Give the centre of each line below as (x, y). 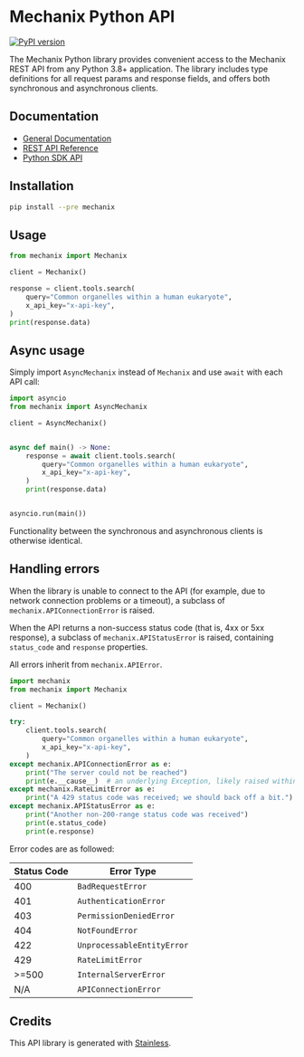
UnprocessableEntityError (133, 945)
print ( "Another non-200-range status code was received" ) (137, 814)
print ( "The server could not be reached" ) (107, 772)
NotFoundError (108, 930)
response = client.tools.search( (72, 289)
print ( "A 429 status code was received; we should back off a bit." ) (160, 798)
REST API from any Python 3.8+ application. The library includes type (139, 69)
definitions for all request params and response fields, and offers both (140, 78)
